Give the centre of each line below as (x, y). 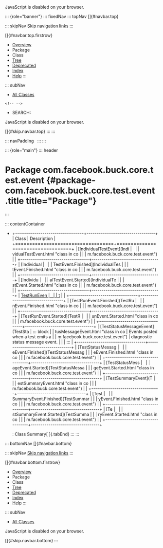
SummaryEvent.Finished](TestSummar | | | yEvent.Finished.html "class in (85, 399)
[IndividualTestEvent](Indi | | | (109, 249)
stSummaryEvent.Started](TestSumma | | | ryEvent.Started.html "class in (85, 414)
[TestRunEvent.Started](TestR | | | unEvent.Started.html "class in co (90, 316)
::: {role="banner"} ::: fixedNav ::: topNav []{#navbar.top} (62, 16)
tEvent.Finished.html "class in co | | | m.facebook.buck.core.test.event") (84, 269)
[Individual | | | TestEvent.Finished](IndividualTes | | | (75, 264)
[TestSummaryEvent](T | (130, 378)
